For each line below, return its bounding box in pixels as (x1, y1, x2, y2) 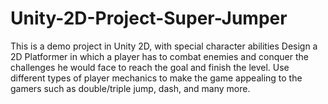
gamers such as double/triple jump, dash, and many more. (10, 82, 251, 94)
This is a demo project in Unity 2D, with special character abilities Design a (10, 40, 318, 52)
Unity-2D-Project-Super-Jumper (10, 7, 288, 30)
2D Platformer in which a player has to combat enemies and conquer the (10, 50, 309, 62)
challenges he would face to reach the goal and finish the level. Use (10, 61, 290, 73)
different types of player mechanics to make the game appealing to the (10, 72, 303, 84)
